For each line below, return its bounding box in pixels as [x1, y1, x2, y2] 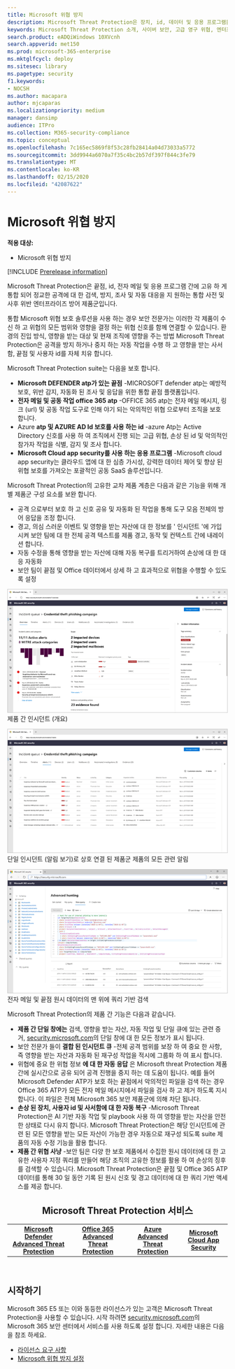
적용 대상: [7, 238, 34, 247]
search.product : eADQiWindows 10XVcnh [7, 34, 120, 41]
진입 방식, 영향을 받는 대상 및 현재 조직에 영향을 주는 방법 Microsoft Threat [20, 331, 225, 340]
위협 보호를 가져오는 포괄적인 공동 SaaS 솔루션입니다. [17, 466, 163, 475]
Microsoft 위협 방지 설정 [17, 1354, 85, 1363]
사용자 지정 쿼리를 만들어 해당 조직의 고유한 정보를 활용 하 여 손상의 [30, 1156, 213, 1164]
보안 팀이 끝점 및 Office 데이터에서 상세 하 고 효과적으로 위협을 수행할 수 [17, 566, 214, 574]
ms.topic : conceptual [7, 136, 71, 143]
